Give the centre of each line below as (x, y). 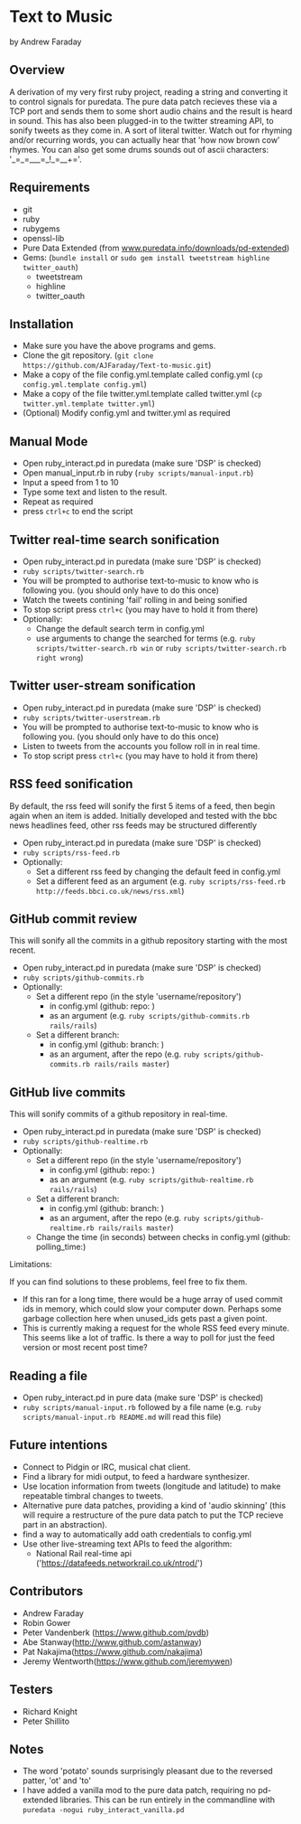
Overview (37, 70)
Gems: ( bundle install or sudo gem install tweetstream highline (146, 257)
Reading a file (49, 1376)
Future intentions (59, 1445)
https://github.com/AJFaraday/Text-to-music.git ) (117, 365)
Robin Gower (46, 1622)
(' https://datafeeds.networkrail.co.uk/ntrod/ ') (119, 1563)
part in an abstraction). (65, 1524)
